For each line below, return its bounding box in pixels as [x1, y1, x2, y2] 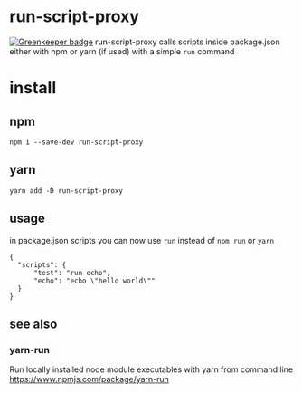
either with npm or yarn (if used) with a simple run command [9, 45, 235, 56]
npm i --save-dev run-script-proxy [9, 138, 144, 147]
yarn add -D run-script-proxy [9, 186, 124, 196]
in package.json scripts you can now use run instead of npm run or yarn [9, 235, 274, 245]
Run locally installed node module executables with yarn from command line [9, 364, 294, 375]
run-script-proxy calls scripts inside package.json [94, 36, 280, 47]
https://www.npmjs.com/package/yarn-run [9, 374, 170, 385]
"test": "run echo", [33, 268, 111, 277]
